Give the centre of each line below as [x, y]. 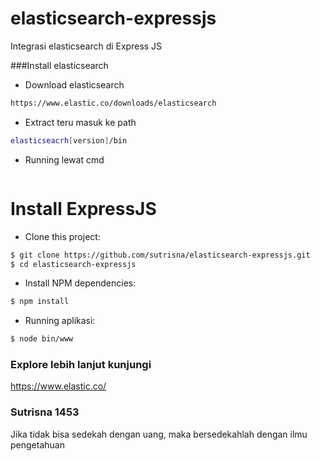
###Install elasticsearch [59, 65]
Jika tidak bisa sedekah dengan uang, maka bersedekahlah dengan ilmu [159, 434]
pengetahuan [37, 444]
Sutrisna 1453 [45, 412]
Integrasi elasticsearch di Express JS [86, 46]
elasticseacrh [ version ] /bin [69, 140]
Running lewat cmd [64, 159]
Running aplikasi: [60, 321]
